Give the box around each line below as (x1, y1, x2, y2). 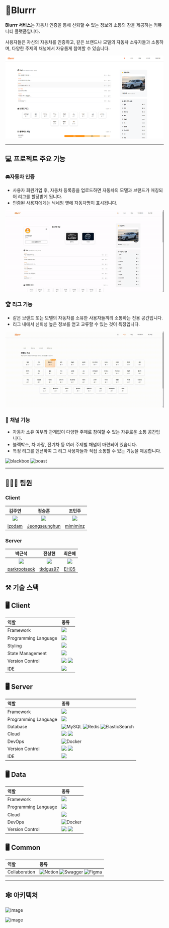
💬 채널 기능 (5, 416, 30, 424)
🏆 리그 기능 (5, 301, 33, 308)
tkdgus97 (39, 566, 59, 572)
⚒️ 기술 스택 (5, 583, 39, 592)
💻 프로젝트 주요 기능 (5, 154, 66, 163)
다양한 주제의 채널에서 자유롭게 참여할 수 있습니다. (12, 45, 110, 51)
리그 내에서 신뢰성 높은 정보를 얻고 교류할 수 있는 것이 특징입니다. (12, 321, 140, 328)
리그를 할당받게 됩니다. (18, 194, 63, 200)
